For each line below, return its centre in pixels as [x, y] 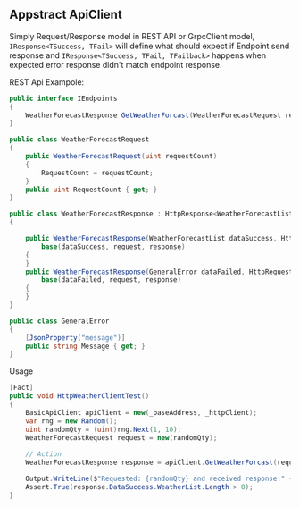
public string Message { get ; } [85, 346]
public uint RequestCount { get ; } [92, 190]
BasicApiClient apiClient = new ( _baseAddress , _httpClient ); [141, 412]
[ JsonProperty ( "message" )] [75, 338]
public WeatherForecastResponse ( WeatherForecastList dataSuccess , [151, 239]
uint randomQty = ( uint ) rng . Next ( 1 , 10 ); [103, 429]
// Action [44, 454]
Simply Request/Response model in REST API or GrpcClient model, [132, 36]
